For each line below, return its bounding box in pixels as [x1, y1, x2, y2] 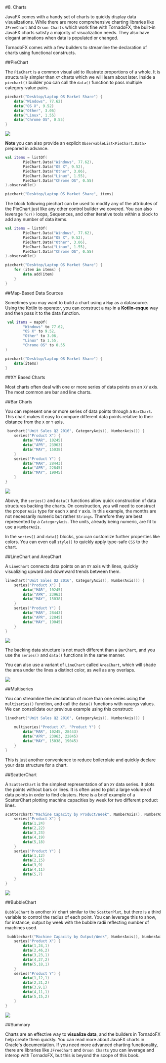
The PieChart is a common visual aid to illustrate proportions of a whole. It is [5, 69, 161, 75]
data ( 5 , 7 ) [23, 872, 43, 877]
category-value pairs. [5, 85, 49, 91]
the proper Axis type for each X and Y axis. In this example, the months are [5, 508, 157, 514]
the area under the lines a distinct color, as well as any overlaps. [5, 667, 136, 673]
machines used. [5, 924, 38, 931]
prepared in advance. [5, 146, 49, 152]
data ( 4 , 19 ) [23, 835, 45, 839]
